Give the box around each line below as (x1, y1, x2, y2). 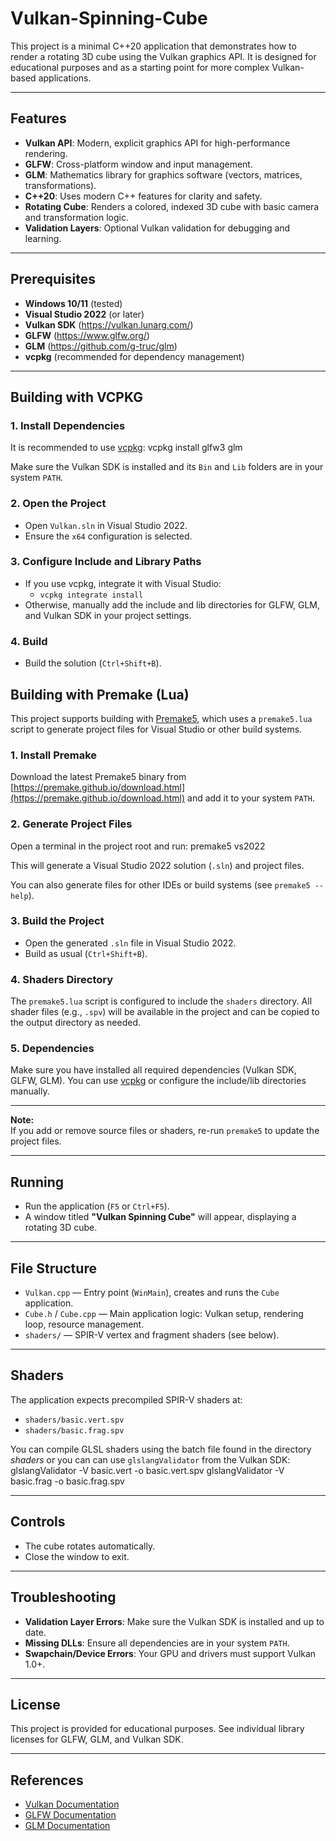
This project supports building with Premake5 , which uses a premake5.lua (10, 712, 313, 724)
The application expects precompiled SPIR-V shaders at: (10, 1393, 243, 1406)
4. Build (10, 634, 48, 648)
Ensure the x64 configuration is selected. (24, 530, 193, 542)
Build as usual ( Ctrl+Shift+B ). (24, 947, 148, 959)
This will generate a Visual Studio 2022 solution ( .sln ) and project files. (10, 859, 305, 871)
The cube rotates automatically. (24, 1540, 156, 1552)
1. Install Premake (10, 748, 98, 762)
